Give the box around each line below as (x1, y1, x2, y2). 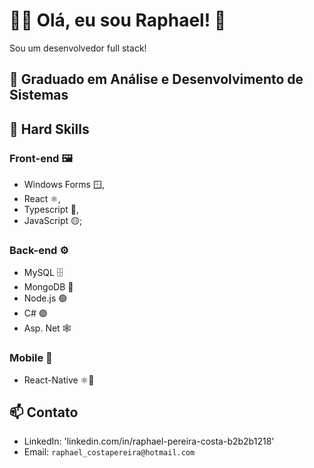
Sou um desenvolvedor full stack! (9, 42, 147, 54)
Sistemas (9, 87, 69, 104)
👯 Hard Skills (9, 120, 90, 138)
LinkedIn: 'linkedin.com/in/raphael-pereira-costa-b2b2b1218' (23, 435, 275, 448)
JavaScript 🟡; (23, 215, 83, 227)
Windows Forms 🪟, (23, 179, 105, 191)
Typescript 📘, (23, 204, 80, 216)
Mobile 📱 (9, 351, 53, 365)
